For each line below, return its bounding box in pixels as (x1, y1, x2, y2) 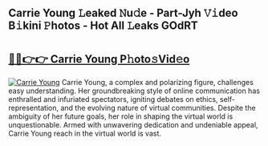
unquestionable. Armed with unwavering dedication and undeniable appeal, (8, 120, 258, 129)
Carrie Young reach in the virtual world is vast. (8, 128, 162, 138)
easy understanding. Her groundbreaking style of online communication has (8, 86, 261, 95)
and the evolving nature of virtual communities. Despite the (59, 103, 256, 112)
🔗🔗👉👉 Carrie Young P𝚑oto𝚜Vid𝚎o (8, 52, 190, 66)
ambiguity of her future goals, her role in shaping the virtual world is (8, 112, 233, 121)
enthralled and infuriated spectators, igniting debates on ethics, (8, 95, 218, 103)
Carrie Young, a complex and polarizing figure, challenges (61, 78, 254, 87)
